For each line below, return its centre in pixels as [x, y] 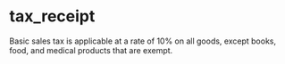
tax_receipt [52, 16]
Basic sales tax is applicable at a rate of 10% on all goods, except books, [143, 41]
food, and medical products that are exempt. [91, 50]
